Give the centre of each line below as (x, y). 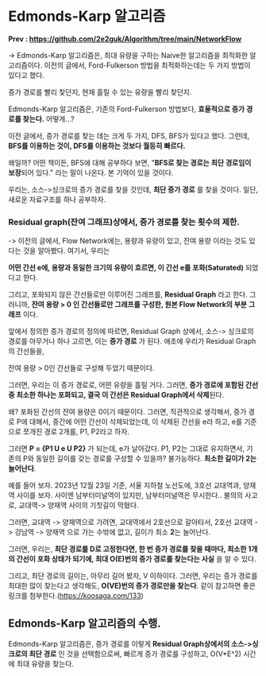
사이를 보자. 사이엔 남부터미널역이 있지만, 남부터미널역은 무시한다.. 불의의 (130, 495)
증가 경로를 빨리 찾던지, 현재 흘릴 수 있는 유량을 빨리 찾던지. (100, 91)
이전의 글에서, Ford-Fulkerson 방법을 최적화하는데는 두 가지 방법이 (147, 65)
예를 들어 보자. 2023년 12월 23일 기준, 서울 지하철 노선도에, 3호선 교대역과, (125, 485)
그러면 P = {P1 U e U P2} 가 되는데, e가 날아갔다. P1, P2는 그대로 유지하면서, (126, 449)
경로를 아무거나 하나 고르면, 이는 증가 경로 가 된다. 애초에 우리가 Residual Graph (132, 341)
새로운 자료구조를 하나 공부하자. (57, 199)
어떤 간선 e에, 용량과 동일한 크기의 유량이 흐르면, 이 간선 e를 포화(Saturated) (126, 268)
